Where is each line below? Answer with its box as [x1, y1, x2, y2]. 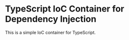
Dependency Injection [5, 13, 97, 25]
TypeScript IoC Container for [5, 3, 125, 14]
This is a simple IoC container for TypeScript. [5, 29, 96, 35]
